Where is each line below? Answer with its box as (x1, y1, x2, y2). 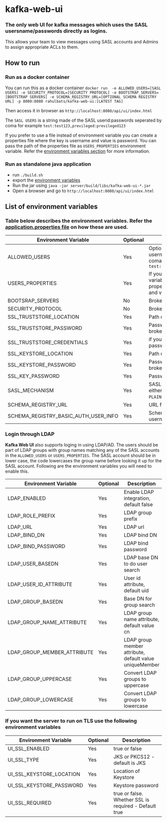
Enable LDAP (123, 489, 154, 496)
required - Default (113, 802, 157, 809)
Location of (113, 767, 140, 774)
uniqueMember (123, 661, 160, 668)
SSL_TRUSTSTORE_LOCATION (7, 313, 80, 320)
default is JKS (113, 759, 146, 766)
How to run (5, 58, 40, 67)
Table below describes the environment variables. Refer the (5, 217, 153, 224)
